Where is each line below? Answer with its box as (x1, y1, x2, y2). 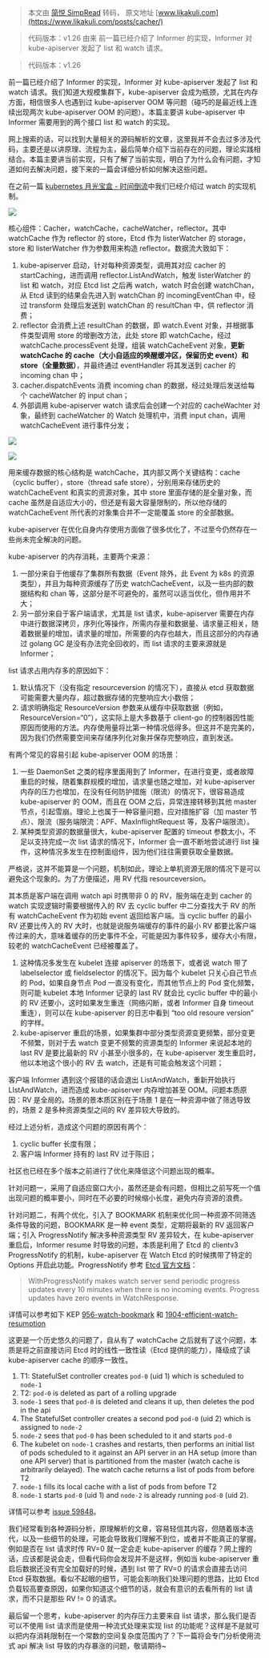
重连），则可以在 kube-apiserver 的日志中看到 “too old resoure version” (19, 1008, 255, 1018)
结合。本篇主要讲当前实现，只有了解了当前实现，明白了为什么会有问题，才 (8, 155, 254, 163)
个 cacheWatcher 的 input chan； (19, 391, 130, 399)
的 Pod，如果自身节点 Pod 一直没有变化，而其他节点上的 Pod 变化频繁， (19, 978, 259, 987)
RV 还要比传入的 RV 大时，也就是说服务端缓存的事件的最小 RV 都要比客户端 (8, 921, 256, 930)
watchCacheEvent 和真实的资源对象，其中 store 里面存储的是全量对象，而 (8, 488, 252, 497)
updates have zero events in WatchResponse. (27, 1293, 179, 1303)
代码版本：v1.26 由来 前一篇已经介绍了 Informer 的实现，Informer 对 (27, 34, 253, 42)
